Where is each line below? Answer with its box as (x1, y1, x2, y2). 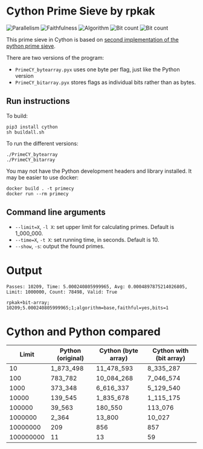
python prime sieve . (6, 42, 56, 50)
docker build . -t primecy (6, 186, 74, 192)
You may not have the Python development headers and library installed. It (6, 167, 192, 175)
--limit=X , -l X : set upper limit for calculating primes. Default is (14, 223, 175, 230)
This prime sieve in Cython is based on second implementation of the (6, 36, 179, 43)
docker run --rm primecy (6, 190, 69, 197)
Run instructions (6, 96, 71, 106)
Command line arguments (6, 207, 106, 218)
